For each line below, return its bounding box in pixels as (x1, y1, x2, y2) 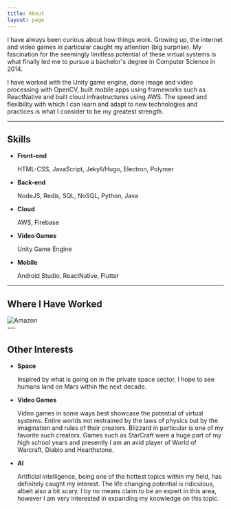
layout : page (7, 17, 45, 23)
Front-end (16, 152, 47, 160)
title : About (7, 10, 45, 17)
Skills (7, 133, 31, 145)
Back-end (16, 178, 46, 186)
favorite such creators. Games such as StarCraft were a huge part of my (16, 431, 222, 439)
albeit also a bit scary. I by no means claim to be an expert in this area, (16, 486, 217, 495)
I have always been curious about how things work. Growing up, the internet (7, 35, 223, 43)
